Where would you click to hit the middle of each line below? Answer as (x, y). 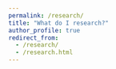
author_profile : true (44, 30)
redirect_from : (34, 38)
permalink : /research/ (46, 15)
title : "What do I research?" (59, 23)
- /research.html (44, 52)
